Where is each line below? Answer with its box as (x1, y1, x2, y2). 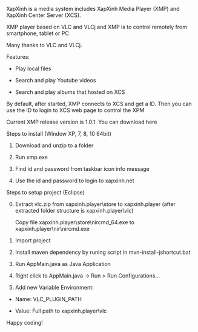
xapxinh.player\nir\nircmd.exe (15, 225, 90, 232)
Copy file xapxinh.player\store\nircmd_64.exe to (15, 219, 135, 226)
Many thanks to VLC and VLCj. (6, 42, 82, 48)
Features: (6, 53, 30, 60)
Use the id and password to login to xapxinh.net (15, 177, 134, 184)
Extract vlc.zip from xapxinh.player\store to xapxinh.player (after (15, 201, 176, 208)
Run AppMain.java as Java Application (15, 261, 111, 267)
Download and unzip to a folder (15, 142, 94, 149)
